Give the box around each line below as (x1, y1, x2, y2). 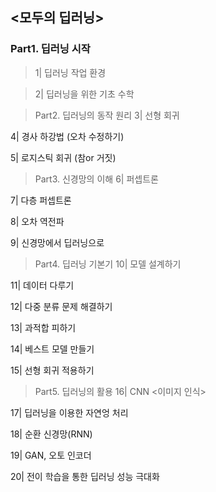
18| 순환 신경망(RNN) (10, 428, 93, 440)
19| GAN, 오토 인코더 (10, 449, 92, 461)
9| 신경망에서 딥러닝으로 (10, 236, 105, 248)
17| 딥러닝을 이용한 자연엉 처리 (10, 406, 129, 418)
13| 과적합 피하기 (10, 321, 77, 333)
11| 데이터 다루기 (10, 279, 75, 291)
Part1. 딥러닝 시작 (10, 42, 91, 56)
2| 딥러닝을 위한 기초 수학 (34, 88, 135, 100)
